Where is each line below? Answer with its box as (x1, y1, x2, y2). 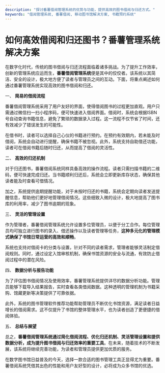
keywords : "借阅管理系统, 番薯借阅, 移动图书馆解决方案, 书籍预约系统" (5, 12, 137, 17)
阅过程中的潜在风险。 (5, 257, 48, 263)
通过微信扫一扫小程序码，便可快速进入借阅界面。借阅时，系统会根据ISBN (9, 109, 157, 116)
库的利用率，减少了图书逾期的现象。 (5, 201, 79, 207)
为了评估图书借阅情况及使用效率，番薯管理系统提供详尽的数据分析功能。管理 (5, 278, 160, 284)
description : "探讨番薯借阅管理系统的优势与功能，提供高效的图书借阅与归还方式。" (5, 7, 155, 12)
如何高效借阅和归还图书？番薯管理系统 (5, 34, 161, 46)
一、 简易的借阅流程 (5, 93, 45, 99)
